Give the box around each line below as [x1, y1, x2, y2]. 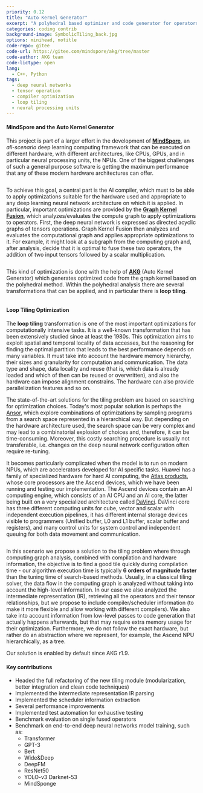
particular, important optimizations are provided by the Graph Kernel [6, 206, 177, 213]
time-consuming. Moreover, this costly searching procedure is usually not [6, 434, 190, 442]
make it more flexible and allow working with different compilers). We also [6, 605, 190, 613]
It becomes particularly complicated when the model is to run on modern [6, 459, 188, 467]
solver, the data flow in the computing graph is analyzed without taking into [6, 579, 193, 587]
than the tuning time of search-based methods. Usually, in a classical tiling [6, 573, 192, 580]
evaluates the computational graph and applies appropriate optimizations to [6, 231, 195, 238]
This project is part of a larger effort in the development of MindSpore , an [6, 137, 190, 144]
